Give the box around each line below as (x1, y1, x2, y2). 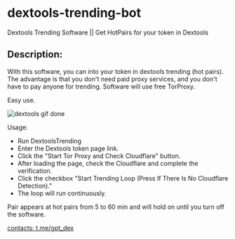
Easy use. (7, 96, 36, 104)
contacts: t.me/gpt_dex (7, 224, 74, 232)
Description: (7, 49, 63, 60)
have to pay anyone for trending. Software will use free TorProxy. (7, 82, 196, 91)
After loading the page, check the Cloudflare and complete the (17, 159, 199, 167)
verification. (17, 167, 53, 175)
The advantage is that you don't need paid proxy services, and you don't (7, 75, 217, 83)
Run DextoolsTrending (17, 136, 82, 145)
